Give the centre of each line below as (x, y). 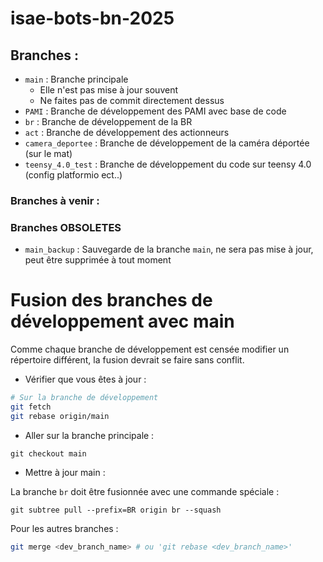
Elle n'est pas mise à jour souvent (109, 90)
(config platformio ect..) (73, 175)
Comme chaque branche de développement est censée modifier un (150, 349)
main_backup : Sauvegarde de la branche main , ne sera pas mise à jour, (169, 249)
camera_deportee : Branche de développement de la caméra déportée (167, 143)
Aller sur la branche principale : (89, 435)
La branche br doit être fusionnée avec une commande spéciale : (145, 491)
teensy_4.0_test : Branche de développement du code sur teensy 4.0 (168, 164)
